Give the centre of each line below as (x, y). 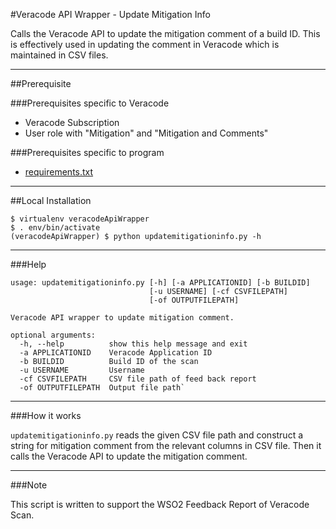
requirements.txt (59, 172)
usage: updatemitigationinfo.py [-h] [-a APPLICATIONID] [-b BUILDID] (160, 283)
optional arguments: (53, 335)
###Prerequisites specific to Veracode (90, 103)
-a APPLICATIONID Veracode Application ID (116, 353)
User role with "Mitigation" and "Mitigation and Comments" (146, 133)
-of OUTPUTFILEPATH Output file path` (102, 388)
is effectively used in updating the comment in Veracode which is (145, 44)
